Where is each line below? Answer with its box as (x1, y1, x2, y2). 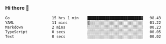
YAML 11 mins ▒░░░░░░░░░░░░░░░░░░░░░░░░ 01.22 (5, 20, 162, 25)
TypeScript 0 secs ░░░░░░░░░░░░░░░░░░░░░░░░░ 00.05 (5, 29, 162, 34)
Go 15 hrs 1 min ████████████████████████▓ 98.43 (5, 16, 162, 21)
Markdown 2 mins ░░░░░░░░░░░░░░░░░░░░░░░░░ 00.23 (5, 25, 162, 30)
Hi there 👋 (5, 4, 30, 11)
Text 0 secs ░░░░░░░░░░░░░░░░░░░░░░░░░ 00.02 (5, 34, 162, 39)
